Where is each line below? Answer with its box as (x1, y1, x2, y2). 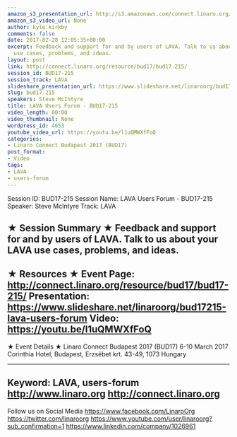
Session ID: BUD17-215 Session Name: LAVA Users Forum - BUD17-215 (7, 194, 213, 202)
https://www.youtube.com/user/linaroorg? (90, 414, 213, 423)
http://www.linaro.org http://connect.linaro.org (7, 388, 221, 400)
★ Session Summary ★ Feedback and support (7, 222, 217, 234)
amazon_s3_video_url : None (7, 17, 87, 24)
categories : (7, 135, 42, 142)
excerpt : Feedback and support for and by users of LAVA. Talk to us (7, 43, 217, 50)
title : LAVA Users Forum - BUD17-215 (7, 103, 119, 110)
